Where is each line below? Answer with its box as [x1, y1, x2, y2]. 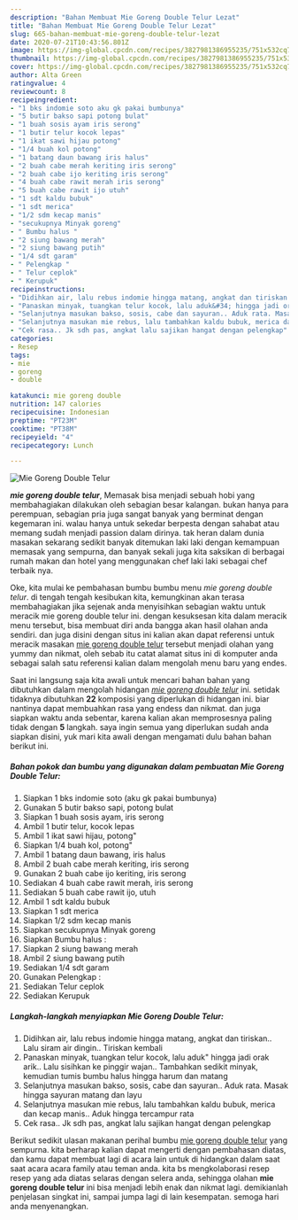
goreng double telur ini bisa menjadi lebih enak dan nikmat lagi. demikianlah [10, 1182, 288, 1193]
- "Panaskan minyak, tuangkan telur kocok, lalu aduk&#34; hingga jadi [10, 301, 279, 310]
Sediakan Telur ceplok [22, 981, 104, 992]
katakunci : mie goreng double [10, 392, 122, 400]
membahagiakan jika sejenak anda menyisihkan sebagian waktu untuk [10, 602, 266, 612]
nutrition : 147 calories [10, 400, 102, 408]
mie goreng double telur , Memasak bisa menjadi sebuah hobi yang [10, 490, 256, 501]
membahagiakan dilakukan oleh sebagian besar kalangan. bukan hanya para [10, 500, 289, 510]
